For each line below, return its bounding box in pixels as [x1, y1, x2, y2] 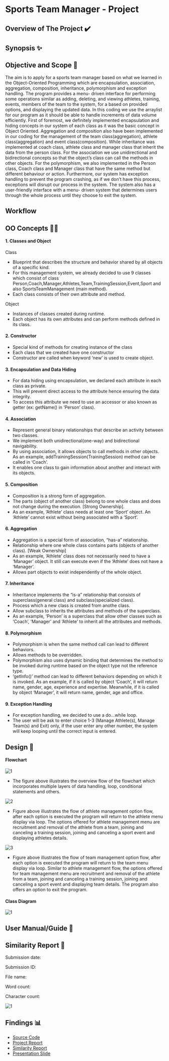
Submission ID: [5, 964, 37, 970]
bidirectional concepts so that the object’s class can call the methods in [5, 155, 153, 161]
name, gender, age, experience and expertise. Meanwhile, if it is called [12, 684, 159, 690]
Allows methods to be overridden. [12, 652, 83, 658]
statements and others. [12, 788, 61, 794]
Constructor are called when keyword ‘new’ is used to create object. [12, 354, 154, 361]
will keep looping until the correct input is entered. [12, 728, 117, 734]
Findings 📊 [5, 1018, 42, 1027]
